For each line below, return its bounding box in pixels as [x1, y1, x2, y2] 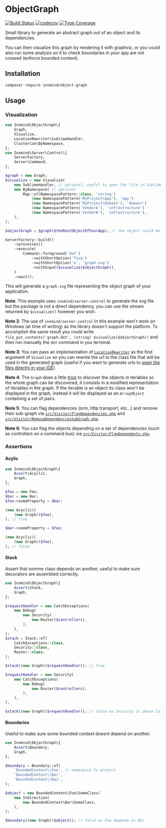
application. [5, 288, 29, 294]
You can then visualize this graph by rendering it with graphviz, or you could [5, 44, 160, 50]
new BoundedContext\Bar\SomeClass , [23, 800, 96, 805]
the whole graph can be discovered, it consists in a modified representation [5, 380, 159, 386]
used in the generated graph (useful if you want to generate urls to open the [5, 359, 160, 366]
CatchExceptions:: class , [14, 640, 65, 646]
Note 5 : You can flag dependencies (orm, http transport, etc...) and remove [5, 405, 158, 411]
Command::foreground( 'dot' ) [23, 251, 81, 256]
